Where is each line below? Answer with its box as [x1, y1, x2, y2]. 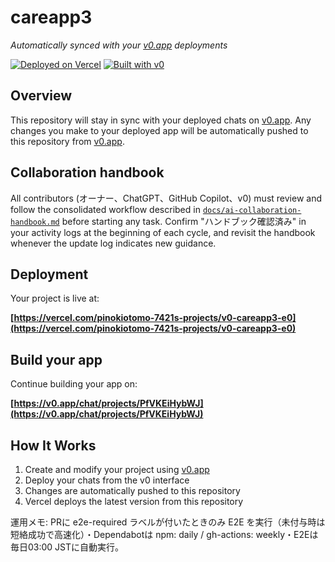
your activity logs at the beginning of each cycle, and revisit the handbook [10, 226, 316, 238]
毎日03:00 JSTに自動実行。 [10, 541, 125, 553]
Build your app [10, 351, 103, 368]
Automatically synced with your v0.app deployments [10, 39, 228, 51]
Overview [10, 87, 73, 105]
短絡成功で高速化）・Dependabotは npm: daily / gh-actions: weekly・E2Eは [10, 529, 319, 540]
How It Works [10, 437, 97, 454]
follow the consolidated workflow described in [10, 203, 201, 215]
